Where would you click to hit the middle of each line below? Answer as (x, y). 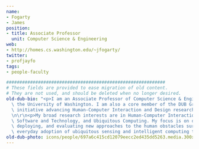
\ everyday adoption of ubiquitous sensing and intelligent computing (100, 132)
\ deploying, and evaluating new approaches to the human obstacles (98, 126)
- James (16, 22)
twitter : (17, 55)
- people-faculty (28, 72)
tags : (13, 66)
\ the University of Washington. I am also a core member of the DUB (99, 104)
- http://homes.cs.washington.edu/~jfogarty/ (63, 50)
